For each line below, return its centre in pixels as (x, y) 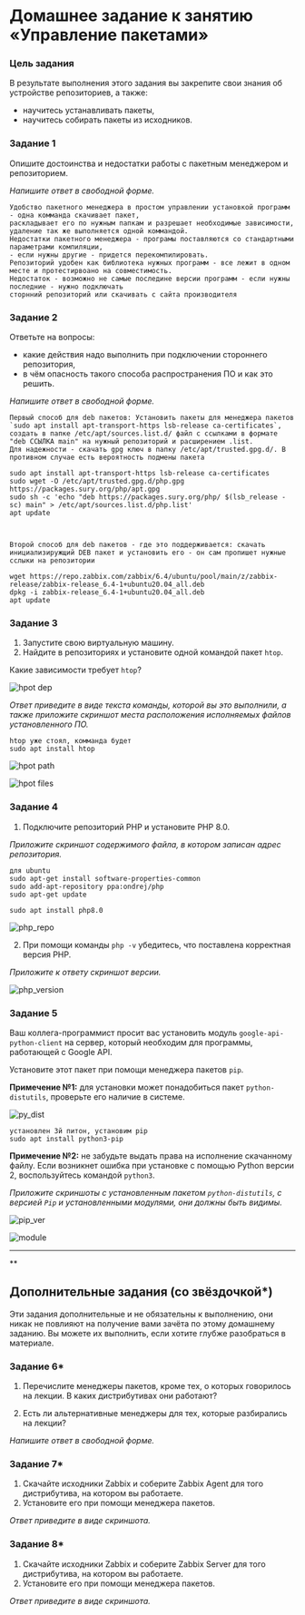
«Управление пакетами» (109, 35)
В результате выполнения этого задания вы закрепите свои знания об (146, 83)
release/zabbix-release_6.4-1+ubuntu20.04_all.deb (107, 585)
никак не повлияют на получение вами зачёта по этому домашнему (142, 1323)
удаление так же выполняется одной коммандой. (99, 231)
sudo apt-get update (49, 895)
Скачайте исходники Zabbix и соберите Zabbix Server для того (144, 1564)
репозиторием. (39, 172)
